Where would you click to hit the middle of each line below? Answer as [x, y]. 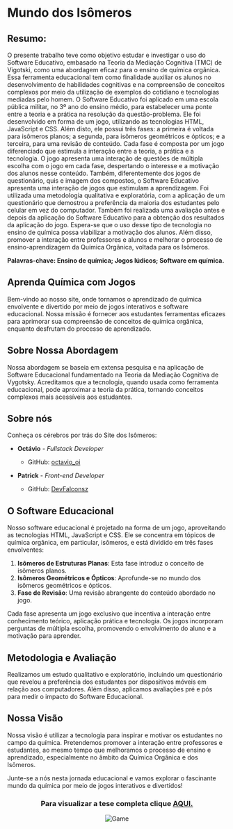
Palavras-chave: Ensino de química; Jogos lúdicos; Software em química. [116, 261]
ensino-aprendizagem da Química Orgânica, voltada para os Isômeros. [109, 247]
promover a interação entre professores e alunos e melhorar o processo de [115, 240]
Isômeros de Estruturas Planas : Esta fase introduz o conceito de [110, 564]
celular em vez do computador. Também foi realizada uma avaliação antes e [116, 210]
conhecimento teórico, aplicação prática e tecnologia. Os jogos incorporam [115, 621]
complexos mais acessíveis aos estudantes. [70, 397]
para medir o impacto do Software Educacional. [75, 697]
